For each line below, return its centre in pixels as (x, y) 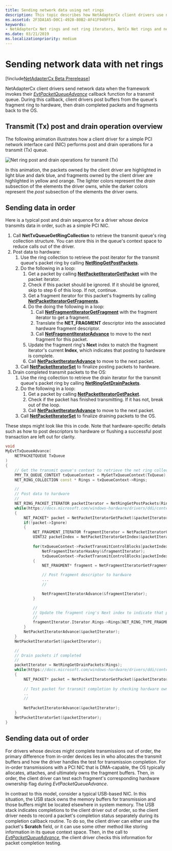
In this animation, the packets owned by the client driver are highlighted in (83, 170)
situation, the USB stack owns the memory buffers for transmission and (81, 799)
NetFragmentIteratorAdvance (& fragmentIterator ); (94, 594)
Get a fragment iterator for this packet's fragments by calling (92, 296)
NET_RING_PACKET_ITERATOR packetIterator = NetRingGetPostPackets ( (88, 504)
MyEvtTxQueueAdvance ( (28, 451)
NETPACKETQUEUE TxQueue (40, 456)
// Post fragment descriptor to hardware (87, 575)
